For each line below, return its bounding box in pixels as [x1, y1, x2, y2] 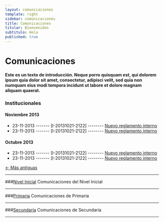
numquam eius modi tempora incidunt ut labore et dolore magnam [5, 82, 142, 88]
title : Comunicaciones [5, 21, 51, 26]
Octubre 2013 [5, 139, 34, 145]
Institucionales [5, 99, 41, 106]
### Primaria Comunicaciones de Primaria [5, 193, 89, 199]
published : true [5, 35, 38, 40]
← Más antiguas [5, 165, 38, 171]
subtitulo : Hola [5, 30, 38, 35]
